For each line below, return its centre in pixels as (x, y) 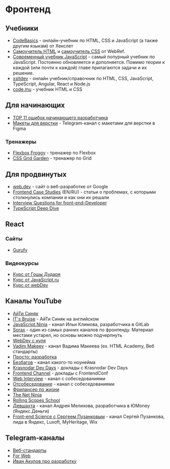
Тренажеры (21, 141)
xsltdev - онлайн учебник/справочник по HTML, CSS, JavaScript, (83, 78)
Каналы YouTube (34, 301)
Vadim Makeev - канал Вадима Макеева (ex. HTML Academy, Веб (83, 346)
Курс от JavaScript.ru (36, 280)
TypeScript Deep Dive (36, 208)
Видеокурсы (22, 263)
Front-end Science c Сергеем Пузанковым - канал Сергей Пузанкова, (89, 416)
